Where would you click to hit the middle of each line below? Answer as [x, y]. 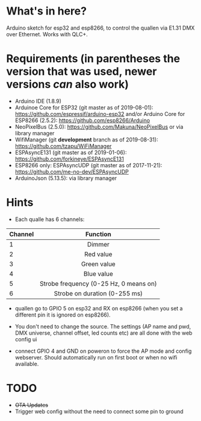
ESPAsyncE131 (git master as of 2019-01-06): [71, 152]
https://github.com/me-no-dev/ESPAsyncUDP [72, 172]
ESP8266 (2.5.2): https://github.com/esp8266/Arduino [82, 120]
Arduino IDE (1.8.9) [38, 101]
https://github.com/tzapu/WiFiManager [63, 146]
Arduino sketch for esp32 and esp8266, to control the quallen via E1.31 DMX [100, 28]
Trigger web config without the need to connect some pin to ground [99, 411]
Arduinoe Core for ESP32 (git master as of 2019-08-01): [84, 108]
